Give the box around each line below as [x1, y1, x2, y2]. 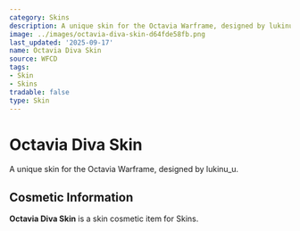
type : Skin [9, 95, 50, 105]
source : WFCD [9, 54, 58, 63]
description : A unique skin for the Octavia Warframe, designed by [9, 21, 266, 30]
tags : [9, 63, 29, 72]
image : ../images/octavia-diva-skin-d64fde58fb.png [9, 29, 205, 38]
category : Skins [9, 12, 70, 22]
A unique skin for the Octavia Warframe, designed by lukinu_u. [9, 164, 239, 175]
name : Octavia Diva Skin [9, 46, 102, 55]
